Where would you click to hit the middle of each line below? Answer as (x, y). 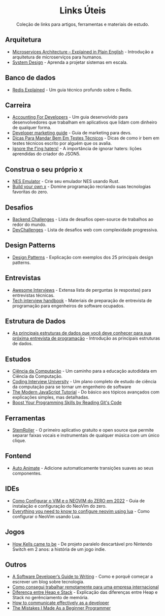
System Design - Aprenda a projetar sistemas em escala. (70, 62)
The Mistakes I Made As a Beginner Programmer (61, 608)
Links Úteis (83, 11)
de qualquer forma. (32, 128)
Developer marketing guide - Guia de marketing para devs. (72, 133)
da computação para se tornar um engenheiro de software (72, 387)
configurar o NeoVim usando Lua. (47, 516)
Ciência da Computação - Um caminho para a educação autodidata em (84, 371)
